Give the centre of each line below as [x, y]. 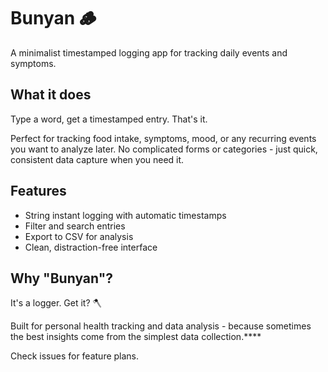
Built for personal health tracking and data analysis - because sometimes [161, 326]
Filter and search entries [75, 226]
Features [38, 191]
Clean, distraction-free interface [91, 247]
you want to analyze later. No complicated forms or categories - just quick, [164, 149]
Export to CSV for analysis [79, 236]
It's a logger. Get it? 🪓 [56, 303]
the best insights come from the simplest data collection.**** [136, 337]
